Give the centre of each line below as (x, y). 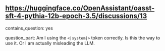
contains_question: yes (29, 28)
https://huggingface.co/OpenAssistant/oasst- (80, 8)
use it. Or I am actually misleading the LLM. (50, 43)
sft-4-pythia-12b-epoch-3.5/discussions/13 (76, 16)
